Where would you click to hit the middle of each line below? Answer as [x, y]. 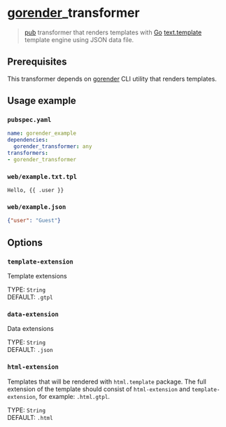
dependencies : [28, 140]
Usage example [42, 101]
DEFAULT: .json [30, 350]
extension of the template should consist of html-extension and [99, 389]
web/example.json [37, 207]
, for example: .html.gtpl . [73, 396]
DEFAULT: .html [30, 417]
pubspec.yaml [29, 120]
